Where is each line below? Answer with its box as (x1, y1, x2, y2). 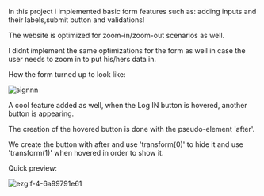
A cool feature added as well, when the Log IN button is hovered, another (8, 101, 247, 110)
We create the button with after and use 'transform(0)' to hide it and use (8, 140, 243, 149)
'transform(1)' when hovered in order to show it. (8, 148, 164, 157)
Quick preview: (8, 163, 58, 173)
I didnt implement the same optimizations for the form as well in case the (8, 46, 246, 55)
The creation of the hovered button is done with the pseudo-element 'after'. (8, 125, 255, 133)
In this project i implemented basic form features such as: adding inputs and (8, 7, 257, 16)
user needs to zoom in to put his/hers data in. (8, 55, 157, 63)
